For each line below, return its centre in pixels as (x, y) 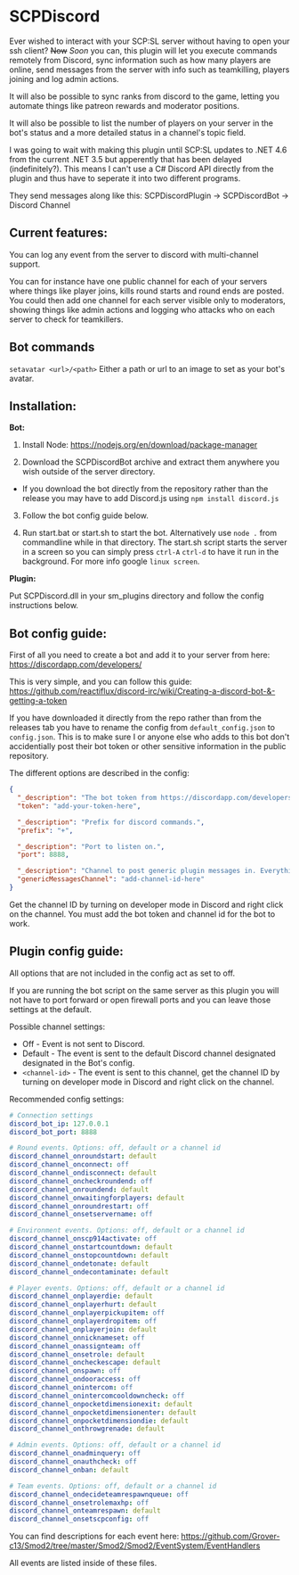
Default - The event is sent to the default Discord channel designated (149, 1053)
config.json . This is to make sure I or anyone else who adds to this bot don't (149, 737)
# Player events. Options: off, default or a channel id (117, 1288)
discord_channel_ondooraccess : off (75, 1380)
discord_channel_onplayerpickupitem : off (87, 1313)
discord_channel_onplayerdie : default (81, 1296)
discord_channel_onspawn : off (65, 1371)
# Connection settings (51, 1115)
